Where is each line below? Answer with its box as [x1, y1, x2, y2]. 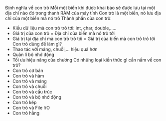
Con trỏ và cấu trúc [12, 89, 52, 94]
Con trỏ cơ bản [12, 67, 43, 73]
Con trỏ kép [12, 99, 37, 105]
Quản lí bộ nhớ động [12, 51, 55, 57]
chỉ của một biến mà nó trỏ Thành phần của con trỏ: [5, 15, 112, 21]
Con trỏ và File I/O [12, 105, 50, 110]
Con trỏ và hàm [12, 73, 44, 78]
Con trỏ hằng [12, 110, 40, 116]
